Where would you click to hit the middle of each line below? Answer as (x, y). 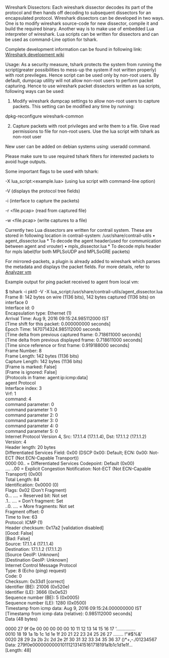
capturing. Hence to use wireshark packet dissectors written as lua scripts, (83, 86)
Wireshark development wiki (35, 55)
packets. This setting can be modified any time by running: (73, 106)
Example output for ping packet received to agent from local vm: (72, 282)
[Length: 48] (18, 650)
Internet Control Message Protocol (41, 565)
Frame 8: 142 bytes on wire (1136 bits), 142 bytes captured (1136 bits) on (80, 297)
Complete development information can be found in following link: (74, 49)
